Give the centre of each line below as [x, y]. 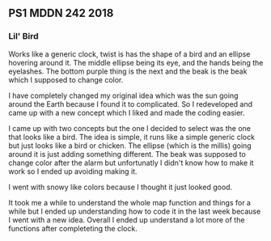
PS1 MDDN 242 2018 [61, 13]
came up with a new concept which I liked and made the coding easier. [127, 112]
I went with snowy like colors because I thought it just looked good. [121, 187]
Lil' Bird [23, 36]
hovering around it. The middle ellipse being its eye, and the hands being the [136, 62]
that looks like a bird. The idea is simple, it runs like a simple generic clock [131, 137]
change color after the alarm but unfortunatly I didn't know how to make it [131, 163]
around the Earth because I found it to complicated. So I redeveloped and [131, 104]
